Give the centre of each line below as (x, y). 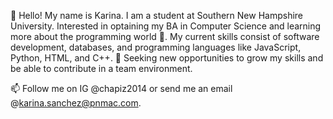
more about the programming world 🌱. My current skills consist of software (165, 36)
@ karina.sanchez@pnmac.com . (76, 103)
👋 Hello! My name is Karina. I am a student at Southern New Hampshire (157, 15)
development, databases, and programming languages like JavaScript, (156, 47)
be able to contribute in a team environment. (101, 68)
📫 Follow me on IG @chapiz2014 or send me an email (121, 88)
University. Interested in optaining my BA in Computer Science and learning (166, 26)
